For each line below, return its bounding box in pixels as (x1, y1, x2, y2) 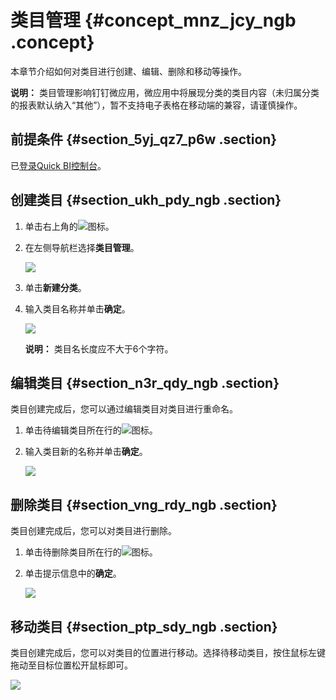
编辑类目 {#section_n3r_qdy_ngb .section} (10, 374, 280, 391)
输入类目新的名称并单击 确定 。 (24, 446, 148, 458)
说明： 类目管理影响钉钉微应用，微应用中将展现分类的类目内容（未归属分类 (10, 86, 320, 98)
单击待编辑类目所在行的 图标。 (24, 424, 158, 436)
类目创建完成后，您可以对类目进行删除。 (10, 525, 177, 537)
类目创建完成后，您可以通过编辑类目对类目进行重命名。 (10, 403, 238, 415)
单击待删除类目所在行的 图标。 (24, 546, 158, 558)
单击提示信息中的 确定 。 (24, 567, 122, 580)
